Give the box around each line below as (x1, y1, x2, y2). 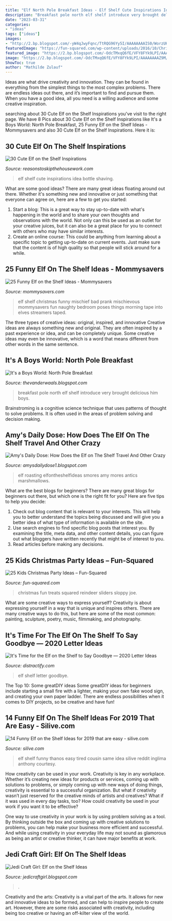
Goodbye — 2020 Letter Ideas (5, 639, 103, 648)
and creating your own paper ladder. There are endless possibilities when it (5, 693, 164, 699)
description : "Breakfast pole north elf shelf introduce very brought (5, 12, 159, 17)
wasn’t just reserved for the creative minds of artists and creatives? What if (5, 792, 164, 799)
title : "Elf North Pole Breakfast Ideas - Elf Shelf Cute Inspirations (5, 7, 161, 13)
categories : (5, 22, 31, 27)
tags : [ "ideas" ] (5, 31, 40, 36)
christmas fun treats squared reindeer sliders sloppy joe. (17, 590, 137, 596)
